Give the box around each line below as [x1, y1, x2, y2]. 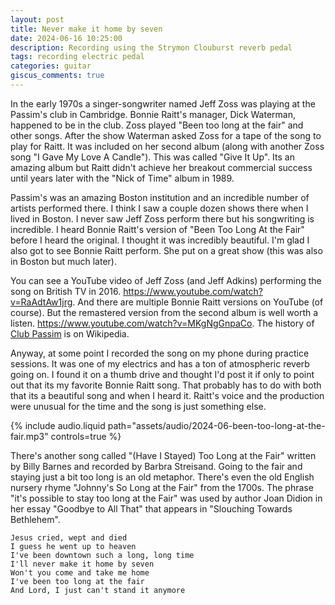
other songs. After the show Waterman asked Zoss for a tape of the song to [10, 129, 322, 141]
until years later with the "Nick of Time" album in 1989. [10, 172, 235, 184]
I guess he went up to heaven [10, 541, 137, 551]
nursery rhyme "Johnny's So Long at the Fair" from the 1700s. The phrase [10, 481, 314, 493]
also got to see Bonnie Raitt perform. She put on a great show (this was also [10, 244, 323, 256]
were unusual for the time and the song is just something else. [10, 400, 267, 412]
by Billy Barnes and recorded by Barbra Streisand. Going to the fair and [10, 460, 303, 472]
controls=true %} [50, 430, 122, 442]
